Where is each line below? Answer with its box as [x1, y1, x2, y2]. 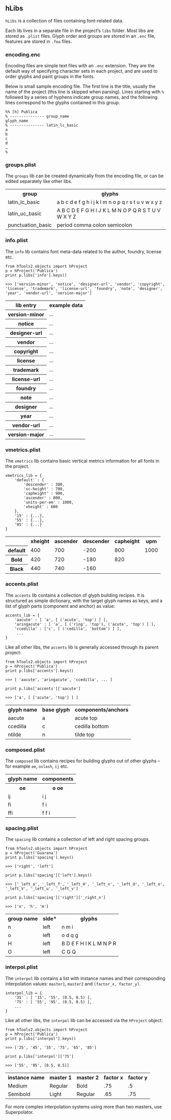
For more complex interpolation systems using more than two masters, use [5, 1103, 162, 1110]
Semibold [8, 1090, 31, 1098]
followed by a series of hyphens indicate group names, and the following [5, 94, 158, 100]
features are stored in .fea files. [5, 38, 72, 44]
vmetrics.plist [5, 446, 41, 453]
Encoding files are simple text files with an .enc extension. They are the [5, 63, 155, 69]
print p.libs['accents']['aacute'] [5, 686, 81, 691]
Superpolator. [5, 1109, 34, 1115]
